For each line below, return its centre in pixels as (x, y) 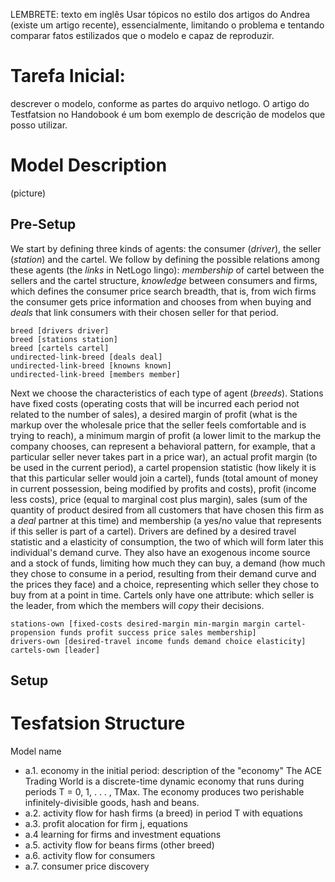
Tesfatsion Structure (98, 723)
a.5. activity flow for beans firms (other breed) (119, 845)
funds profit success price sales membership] (158, 632)
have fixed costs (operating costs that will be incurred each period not (155, 403)
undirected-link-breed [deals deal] (86, 357)
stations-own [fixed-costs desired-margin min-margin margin (140, 624)
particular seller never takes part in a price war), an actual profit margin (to (164, 456)
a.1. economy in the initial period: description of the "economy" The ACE (173, 771)
